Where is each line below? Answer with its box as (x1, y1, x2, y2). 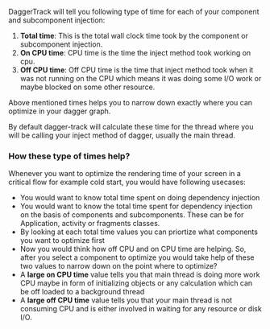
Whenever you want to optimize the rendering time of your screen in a (8, 169, 242, 179)
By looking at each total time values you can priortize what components (19, 227, 258, 236)
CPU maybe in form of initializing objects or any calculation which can (19, 278, 253, 288)
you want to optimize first (19, 236, 105, 245)
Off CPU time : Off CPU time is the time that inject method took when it (19, 65, 254, 75)
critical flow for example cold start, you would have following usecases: (8, 177, 246, 187)
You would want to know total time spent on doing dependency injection (19, 193, 260, 203)
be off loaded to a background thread (19, 287, 145, 297)
